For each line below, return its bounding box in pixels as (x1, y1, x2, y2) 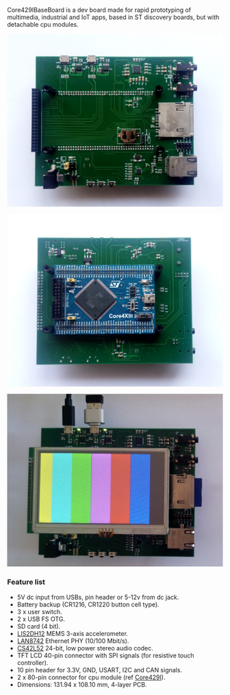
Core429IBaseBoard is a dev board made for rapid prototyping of (7, 6, 192, 14)
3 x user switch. (16, 607, 62, 615)
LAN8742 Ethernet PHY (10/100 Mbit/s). (16, 637, 129, 645)
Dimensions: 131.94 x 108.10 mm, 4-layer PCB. (16, 680, 147, 688)
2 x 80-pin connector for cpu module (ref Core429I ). (16, 673, 166, 681)
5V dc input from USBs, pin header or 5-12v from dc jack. (16, 593, 179, 601)
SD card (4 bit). (16, 622, 61, 630)
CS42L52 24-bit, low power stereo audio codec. (16, 644, 153, 652)
